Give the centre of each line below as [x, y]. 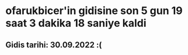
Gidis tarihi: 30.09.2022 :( [54, 45]
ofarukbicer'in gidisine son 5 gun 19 [94, 11]
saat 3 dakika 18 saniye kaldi [76, 23]
